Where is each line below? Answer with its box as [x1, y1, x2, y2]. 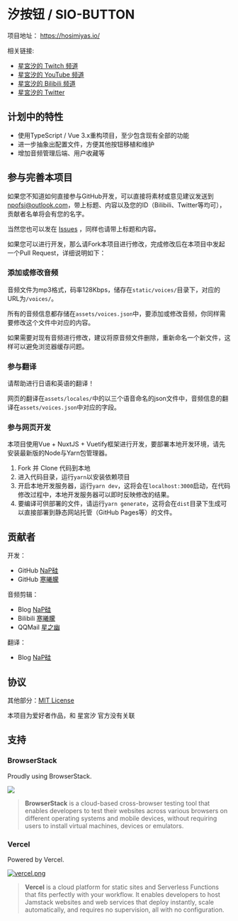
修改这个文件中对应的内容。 [13, 318, 94, 326]
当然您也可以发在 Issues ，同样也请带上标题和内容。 [7, 224, 161, 233]
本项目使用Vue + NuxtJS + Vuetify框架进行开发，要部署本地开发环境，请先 [7, 440, 225, 448]
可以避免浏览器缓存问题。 [13, 342, 89, 351]
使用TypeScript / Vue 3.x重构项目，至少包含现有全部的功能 [17, 131, 190, 139]
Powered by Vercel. [7, 856, 64, 864]
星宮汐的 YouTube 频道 [17, 70, 85, 79]
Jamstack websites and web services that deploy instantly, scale [24, 898, 215, 907]
